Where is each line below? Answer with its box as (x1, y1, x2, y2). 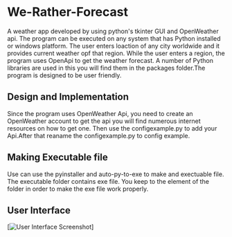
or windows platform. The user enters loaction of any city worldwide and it (7, 41, 220, 50)
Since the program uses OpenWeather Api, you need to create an (7, 109, 193, 117)
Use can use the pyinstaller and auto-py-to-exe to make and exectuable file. (7, 170, 224, 178)
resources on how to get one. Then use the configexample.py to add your (7, 124, 217, 132)
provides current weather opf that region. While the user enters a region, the (7, 49, 225, 57)
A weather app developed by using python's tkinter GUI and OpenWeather (7, 27, 220, 35)
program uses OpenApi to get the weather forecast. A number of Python (7, 56, 213, 64)
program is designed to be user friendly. (7, 70, 122, 79)
